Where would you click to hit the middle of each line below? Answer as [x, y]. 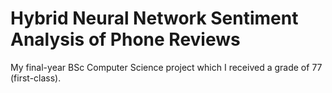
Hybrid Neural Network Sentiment [154, 18]
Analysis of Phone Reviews [125, 39]
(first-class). [36, 78]
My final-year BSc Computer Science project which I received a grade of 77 [166, 67]
